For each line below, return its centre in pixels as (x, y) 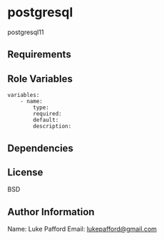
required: (47, 114)
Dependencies (40, 148)
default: (46, 120)
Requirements (39, 54)
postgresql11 (26, 32)
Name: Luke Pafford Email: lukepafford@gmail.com (82, 229)
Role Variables (40, 79)
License (25, 172)
